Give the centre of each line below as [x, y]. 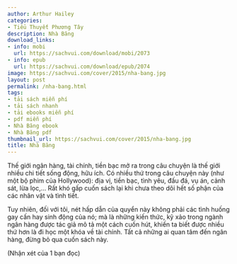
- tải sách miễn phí [38, 100]
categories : [25, 21]
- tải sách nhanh [33, 106]
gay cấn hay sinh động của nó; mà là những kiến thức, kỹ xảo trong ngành [115, 217]
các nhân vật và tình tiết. [43, 196]
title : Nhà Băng [31, 146]
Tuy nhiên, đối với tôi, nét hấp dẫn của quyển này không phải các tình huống [118, 210]
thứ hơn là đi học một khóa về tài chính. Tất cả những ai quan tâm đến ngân [117, 232]
